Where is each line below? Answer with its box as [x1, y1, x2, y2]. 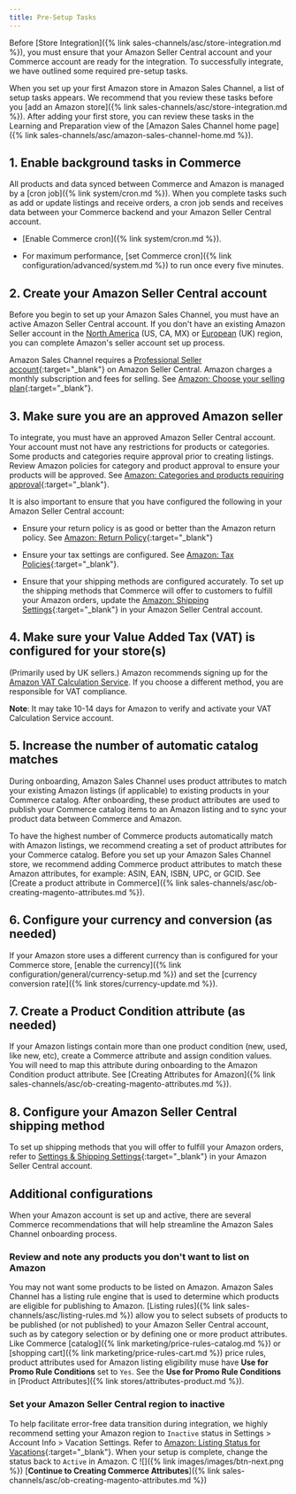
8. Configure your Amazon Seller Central [9, 1104, 238, 1119]
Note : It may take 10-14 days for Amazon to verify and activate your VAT [9, 703, 272, 714]
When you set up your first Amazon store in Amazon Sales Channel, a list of [9, 82, 285, 93]
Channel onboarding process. [9, 1228, 118, 1239]
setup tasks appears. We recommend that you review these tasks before [9, 92, 274, 103]
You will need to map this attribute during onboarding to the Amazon [9, 1060, 258, 1071]
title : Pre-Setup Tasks [9, 12, 97, 22]
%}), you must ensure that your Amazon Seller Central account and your [9, 46, 272, 58]
